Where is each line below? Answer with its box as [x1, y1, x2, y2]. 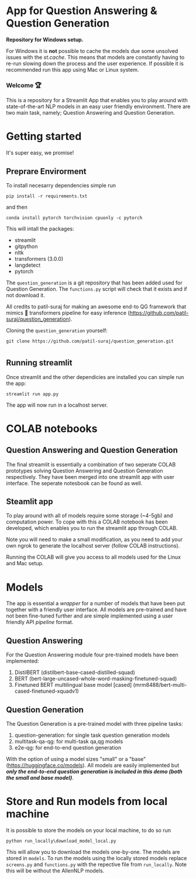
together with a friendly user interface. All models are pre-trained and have [6, 606, 187, 613]
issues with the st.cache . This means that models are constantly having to [6, 53, 185, 61]
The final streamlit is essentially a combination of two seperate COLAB [6, 461, 176, 468]
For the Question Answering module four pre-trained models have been [6, 651, 178, 659]
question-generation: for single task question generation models [14, 732, 170, 739]
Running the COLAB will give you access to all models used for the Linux [6, 553, 181, 561]
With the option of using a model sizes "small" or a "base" [6, 755, 146, 762]
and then [6, 203, 27, 210]
